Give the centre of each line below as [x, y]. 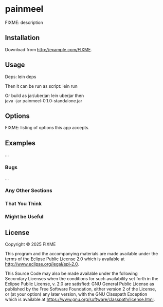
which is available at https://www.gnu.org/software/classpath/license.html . [80, 299]
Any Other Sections [29, 191]
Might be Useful [24, 217]
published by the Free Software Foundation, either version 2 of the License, [81, 289]
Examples [20, 143]
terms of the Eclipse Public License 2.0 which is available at [65, 259]
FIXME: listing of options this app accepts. [47, 128]
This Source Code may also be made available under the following [71, 273]
